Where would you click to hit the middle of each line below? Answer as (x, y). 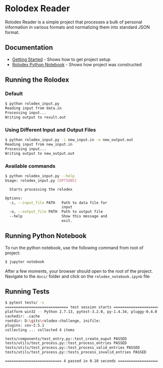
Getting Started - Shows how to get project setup (61, 59)
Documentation (29, 47)
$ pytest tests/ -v (25, 303)
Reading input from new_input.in (39, 145)
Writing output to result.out (36, 117)
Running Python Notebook (46, 236)
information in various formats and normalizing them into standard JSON (78, 27)
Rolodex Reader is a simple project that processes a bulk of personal (73, 22)
